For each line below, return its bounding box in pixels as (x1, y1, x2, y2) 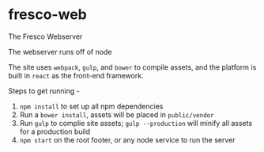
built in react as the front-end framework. (8, 70, 144, 80)
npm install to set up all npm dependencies (19, 101, 164, 111)
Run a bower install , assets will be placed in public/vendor (19, 109, 215, 120)
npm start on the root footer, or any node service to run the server (19, 135, 236, 144)
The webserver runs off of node (8, 47, 112, 56)
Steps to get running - (8, 85, 81, 96)
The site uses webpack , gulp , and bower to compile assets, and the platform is (8, 62, 257, 72)
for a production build (19, 127, 91, 136)
